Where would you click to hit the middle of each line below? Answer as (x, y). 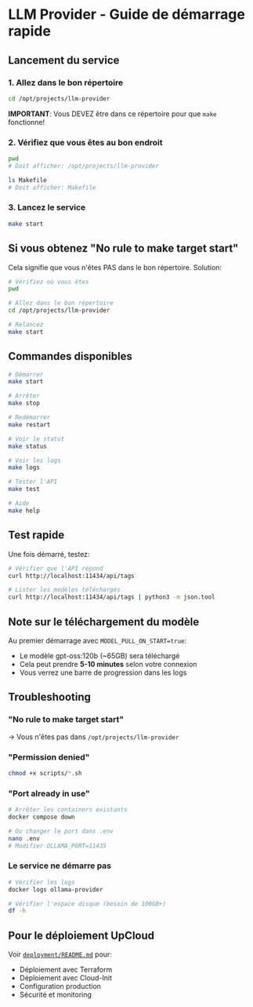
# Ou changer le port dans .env (61, 831)
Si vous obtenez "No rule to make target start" (123, 249)
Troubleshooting (50, 697)
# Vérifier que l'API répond (56, 568)
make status (27, 446)
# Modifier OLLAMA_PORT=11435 (58, 846)
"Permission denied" (49, 757)
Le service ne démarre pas (60, 866)
